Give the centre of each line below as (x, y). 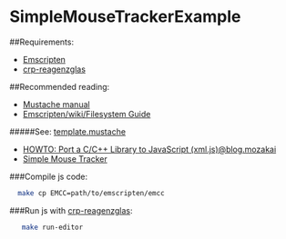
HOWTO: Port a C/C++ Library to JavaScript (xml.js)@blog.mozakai (149, 149)
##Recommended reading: (60, 86)
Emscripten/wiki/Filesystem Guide (87, 114)
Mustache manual (56, 104)
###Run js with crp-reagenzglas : (71, 210)
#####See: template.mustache (67, 131)
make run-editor (52, 227)
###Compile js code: (49, 176)
